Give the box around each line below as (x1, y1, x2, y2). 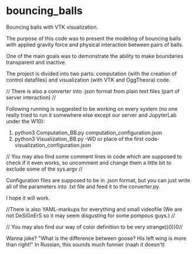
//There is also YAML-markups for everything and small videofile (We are (6, 205, 183, 212)
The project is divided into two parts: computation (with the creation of (6, 70, 177, 77)
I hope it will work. (6, 194, 50, 201)
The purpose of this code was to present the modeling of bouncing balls (6, 35, 181, 42)
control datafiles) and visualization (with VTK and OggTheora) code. (6, 76, 171, 83)
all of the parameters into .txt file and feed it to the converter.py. (6, 183, 161, 190)
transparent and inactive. (6, 59, 66, 66)
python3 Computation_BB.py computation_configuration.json (14, 129, 163, 136)
